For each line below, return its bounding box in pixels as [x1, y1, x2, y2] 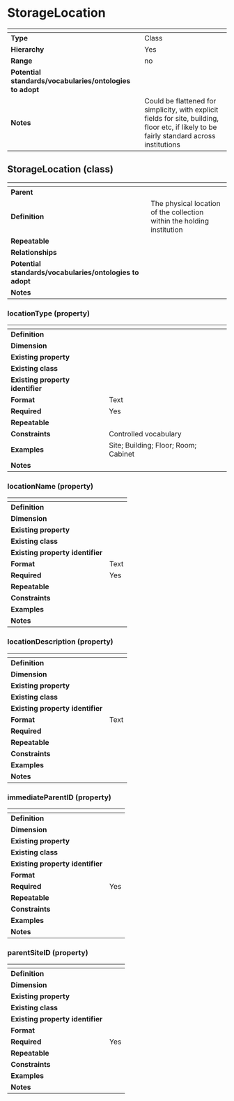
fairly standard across [144, 131, 216, 140]
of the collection [150, 207, 204, 217]
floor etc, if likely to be [144, 122, 217, 132]
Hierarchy [10, 44, 45, 54]
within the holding [150, 216, 209, 226]
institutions [144, 140, 181, 149]
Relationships [10, 247, 57, 257]
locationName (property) [7, 481, 94, 491]
